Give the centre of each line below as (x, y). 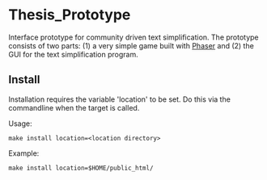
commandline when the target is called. (74, 107)
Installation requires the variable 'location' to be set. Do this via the (119, 99)
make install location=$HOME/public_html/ (81, 168)
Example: (24, 153)
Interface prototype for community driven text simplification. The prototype (133, 37)
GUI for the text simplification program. (74, 54)
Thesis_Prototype (70, 15)
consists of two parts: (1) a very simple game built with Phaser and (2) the (131, 45)
